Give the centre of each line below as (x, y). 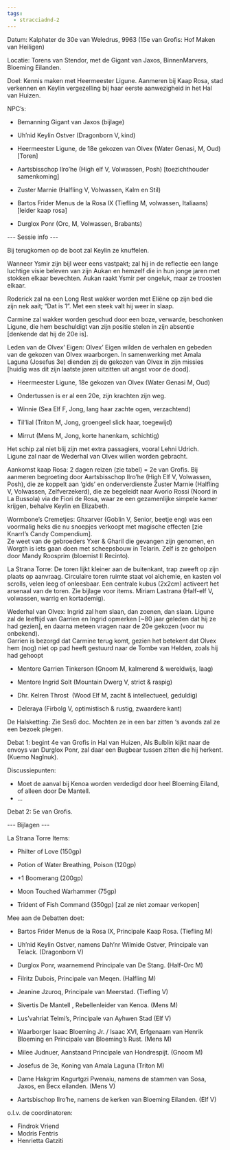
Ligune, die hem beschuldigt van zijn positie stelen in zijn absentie (101, 326)
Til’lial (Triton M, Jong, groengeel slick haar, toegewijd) (95, 422)
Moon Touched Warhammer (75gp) (67, 891)
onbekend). (23, 633)
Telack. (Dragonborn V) (50, 952)
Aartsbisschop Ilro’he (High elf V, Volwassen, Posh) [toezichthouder (113, 169)
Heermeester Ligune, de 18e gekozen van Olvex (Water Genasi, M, (111, 148)
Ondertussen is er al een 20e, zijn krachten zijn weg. (91, 395)
